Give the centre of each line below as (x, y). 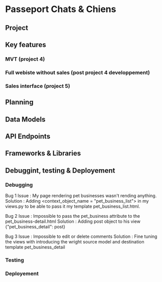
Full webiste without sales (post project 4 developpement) (78, 72)
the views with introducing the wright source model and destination (75, 241)
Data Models (25, 119)
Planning (19, 102)
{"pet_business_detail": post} (35, 226)
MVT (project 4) (25, 59)
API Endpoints (28, 136)
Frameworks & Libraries (43, 153)
